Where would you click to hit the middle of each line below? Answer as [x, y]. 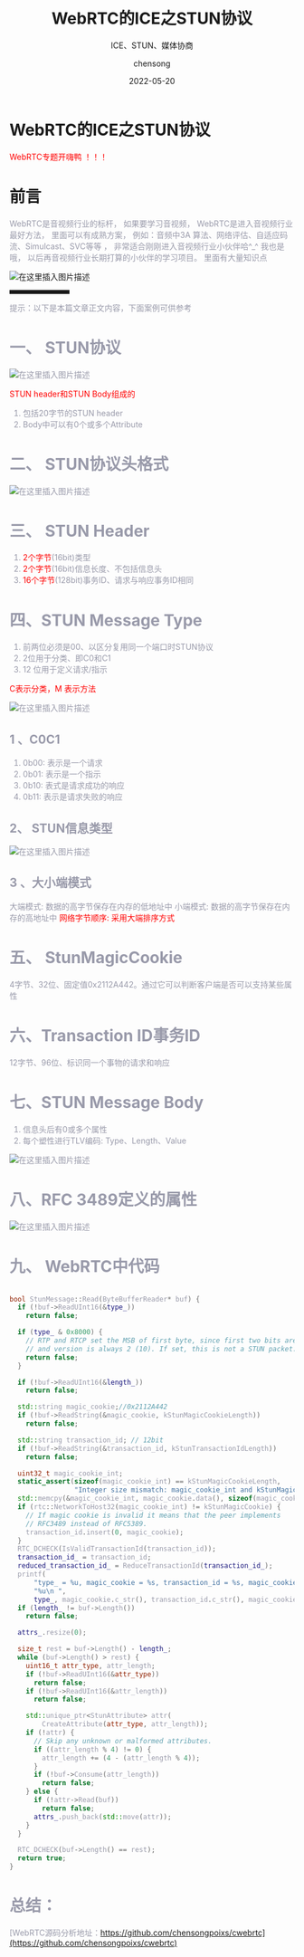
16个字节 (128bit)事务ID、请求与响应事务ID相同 [108, 580]
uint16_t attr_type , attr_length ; [90, 1666]
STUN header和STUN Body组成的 [72, 394]
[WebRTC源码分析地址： [55, 1933]
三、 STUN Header [80, 531]
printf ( [32, 1574]
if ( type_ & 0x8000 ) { [60, 1332]
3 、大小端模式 [51, 883]
